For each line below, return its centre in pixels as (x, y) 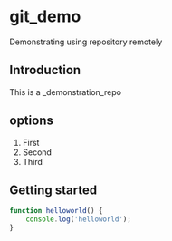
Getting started (53, 190)
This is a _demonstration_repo (66, 92)
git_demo (45, 17)
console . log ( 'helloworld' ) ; (78, 219)
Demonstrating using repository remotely (86, 42)
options (32, 121)
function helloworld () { (56, 211)
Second (37, 152)
